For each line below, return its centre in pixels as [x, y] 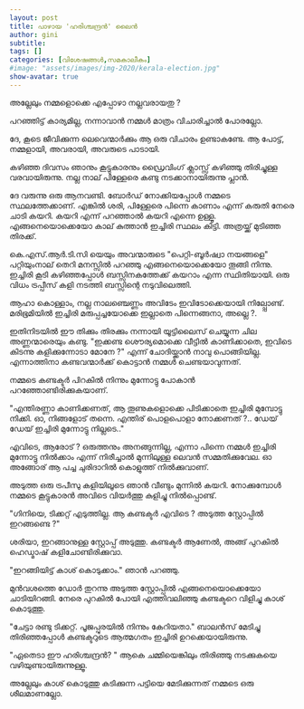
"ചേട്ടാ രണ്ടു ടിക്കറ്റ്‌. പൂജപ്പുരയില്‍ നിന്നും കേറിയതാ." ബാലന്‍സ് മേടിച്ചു [135, 627]
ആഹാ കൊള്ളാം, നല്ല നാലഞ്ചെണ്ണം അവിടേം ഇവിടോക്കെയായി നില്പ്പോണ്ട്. [147, 302]
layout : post [34, 18]
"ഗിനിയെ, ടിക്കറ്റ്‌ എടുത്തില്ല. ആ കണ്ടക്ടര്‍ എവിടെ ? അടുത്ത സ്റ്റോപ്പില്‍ [137, 513]
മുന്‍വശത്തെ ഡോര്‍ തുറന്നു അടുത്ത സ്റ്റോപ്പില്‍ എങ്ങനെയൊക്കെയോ [135, 588]
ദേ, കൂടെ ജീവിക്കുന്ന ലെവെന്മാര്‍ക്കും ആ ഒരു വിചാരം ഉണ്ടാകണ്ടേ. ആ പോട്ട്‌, [147, 139]
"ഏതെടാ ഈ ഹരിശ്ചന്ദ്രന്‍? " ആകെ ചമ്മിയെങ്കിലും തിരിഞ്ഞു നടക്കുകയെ [143, 655]
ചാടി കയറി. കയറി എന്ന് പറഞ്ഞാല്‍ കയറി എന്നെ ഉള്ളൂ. [113, 216]
